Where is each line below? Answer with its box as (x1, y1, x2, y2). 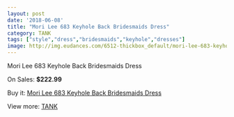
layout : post (7, 10, 45, 17)
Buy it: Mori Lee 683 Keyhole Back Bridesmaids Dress (7, 88, 162, 97)
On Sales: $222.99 (7, 75, 62, 84)
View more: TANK (7, 102, 58, 110)
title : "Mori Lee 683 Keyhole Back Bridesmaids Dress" (7, 23, 170, 30)
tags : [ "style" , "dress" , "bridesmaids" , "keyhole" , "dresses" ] (7, 36, 186, 43)
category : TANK (7, 29, 52, 37)
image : (7, 42, 26, 49)
